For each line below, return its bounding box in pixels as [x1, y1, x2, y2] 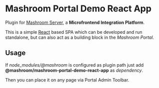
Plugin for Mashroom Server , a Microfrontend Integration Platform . [5, 19, 145, 25]
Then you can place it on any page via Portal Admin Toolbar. [5, 77, 129, 83]
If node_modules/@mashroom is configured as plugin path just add [5, 62, 144, 68]
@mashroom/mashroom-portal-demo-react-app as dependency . [5, 67, 143, 73]
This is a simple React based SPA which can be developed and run [5, 29, 142, 35]
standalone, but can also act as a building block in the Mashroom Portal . [5, 34, 154, 40]
